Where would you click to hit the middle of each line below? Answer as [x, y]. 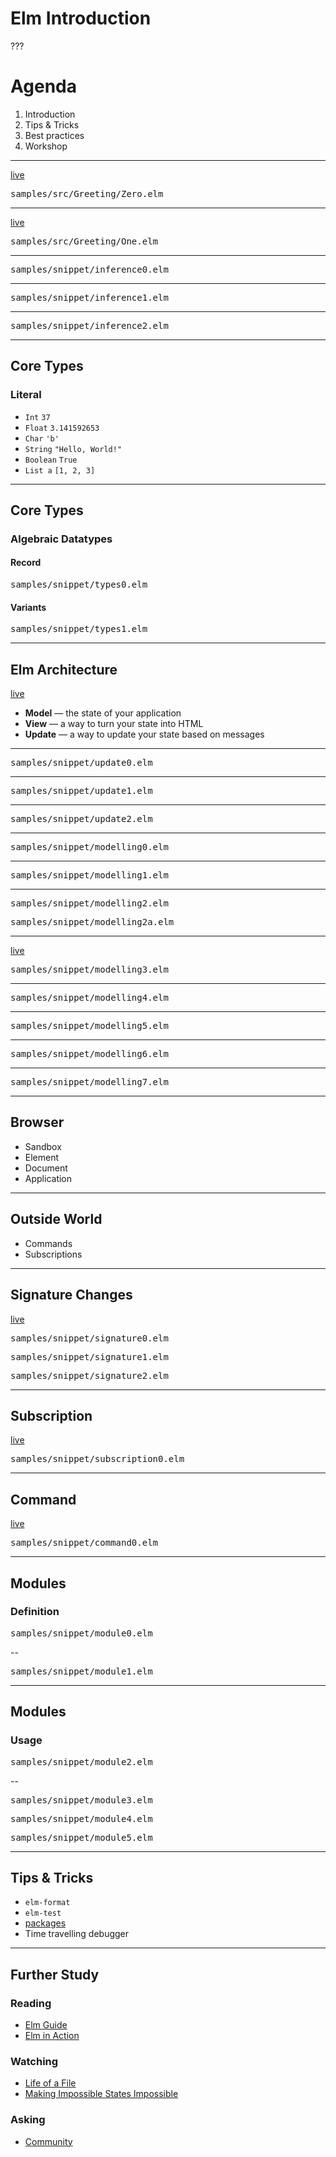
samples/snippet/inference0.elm [89, 269]
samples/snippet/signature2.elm [89, 1375]
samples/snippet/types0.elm [79, 585]
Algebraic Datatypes [61, 539]
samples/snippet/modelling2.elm [89, 903]
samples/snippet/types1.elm [79, 629]
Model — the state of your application [103, 713]
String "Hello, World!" [73, 449]
